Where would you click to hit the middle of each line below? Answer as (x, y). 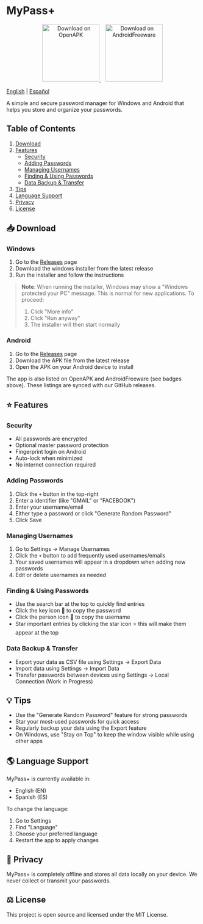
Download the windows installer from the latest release (84, 269)
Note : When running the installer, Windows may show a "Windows (105, 287)
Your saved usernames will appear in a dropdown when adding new (100, 562)
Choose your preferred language (56, 834)
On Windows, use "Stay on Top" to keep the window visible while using (105, 735)
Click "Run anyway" (55, 318)
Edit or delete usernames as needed (61, 575)
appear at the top (37, 633)
